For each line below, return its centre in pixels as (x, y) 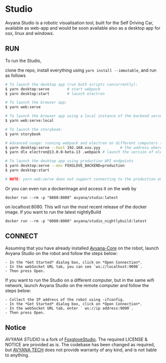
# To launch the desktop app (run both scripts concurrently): (72, 84)
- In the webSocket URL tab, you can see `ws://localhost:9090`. (74, 267)
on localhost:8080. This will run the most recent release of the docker (76, 207)
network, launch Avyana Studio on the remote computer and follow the (77, 285)
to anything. (17, 355)
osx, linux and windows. (30, 33)
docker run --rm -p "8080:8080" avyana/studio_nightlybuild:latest (76, 221)
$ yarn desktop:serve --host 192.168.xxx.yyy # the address (77, 147)
